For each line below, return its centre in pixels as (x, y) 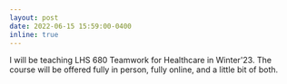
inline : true (34, 34)
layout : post (34, 18)
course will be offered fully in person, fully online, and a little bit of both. (144, 70)
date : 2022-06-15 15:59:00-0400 (70, 26)
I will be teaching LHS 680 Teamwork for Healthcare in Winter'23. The (141, 61)
